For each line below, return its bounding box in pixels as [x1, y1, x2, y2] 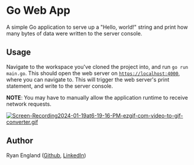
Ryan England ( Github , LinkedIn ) [6, 151, 86, 159]
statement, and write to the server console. [6, 82, 113, 89]
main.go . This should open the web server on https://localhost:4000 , [6, 70, 180, 77]
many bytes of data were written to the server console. [6, 29, 143, 37]
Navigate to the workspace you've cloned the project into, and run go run [6, 63, 189, 70]
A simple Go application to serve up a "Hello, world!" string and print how [6, 23, 188, 31]
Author [6, 136, 33, 146]
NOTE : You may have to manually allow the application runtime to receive [6, 94, 189, 101]
